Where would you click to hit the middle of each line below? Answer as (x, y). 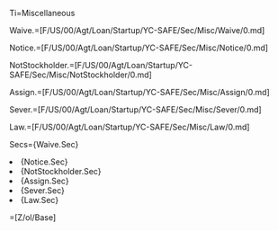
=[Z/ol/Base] (33, 218)
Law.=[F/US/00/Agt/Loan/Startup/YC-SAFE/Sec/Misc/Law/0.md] (130, 127)
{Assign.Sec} (45, 181)
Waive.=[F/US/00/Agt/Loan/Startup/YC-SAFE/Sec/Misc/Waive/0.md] (137, 30)
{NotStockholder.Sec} (61, 171)
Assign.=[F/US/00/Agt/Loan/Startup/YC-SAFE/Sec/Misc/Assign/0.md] (139, 92)
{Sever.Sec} (43, 191)
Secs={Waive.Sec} (44, 144)
